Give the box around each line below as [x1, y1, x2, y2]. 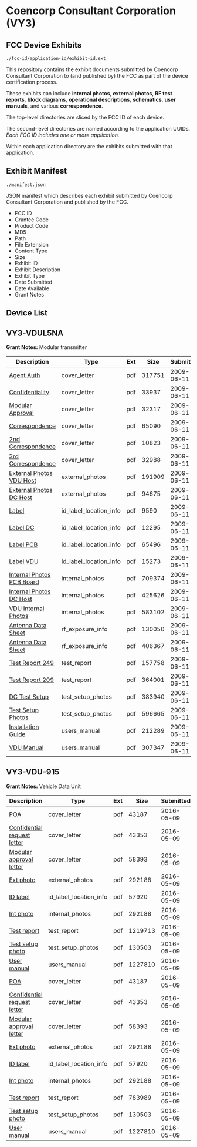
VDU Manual [9, 743, 44, 752]
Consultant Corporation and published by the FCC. [6, 198, 129, 205]
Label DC [9, 524, 35, 532]
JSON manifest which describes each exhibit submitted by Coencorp [6, 192, 173, 199]
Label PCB [9, 540, 38, 548]
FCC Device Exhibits [6, 40, 82, 50]
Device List [6, 308, 48, 318]
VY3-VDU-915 [6, 767, 60, 777]
